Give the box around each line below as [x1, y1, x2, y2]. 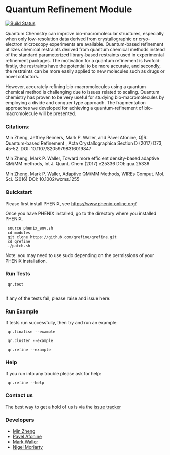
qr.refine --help [7, 380, 44, 385]
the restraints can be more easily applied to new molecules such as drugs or [5, 68, 165, 74]
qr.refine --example [7, 347, 51, 352]
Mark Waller [12, 439, 38, 445]
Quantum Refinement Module [5, 4, 132, 15]
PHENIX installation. [5, 258, 47, 264]
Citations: [5, 123, 30, 130]
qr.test [7, 281, 24, 287]
